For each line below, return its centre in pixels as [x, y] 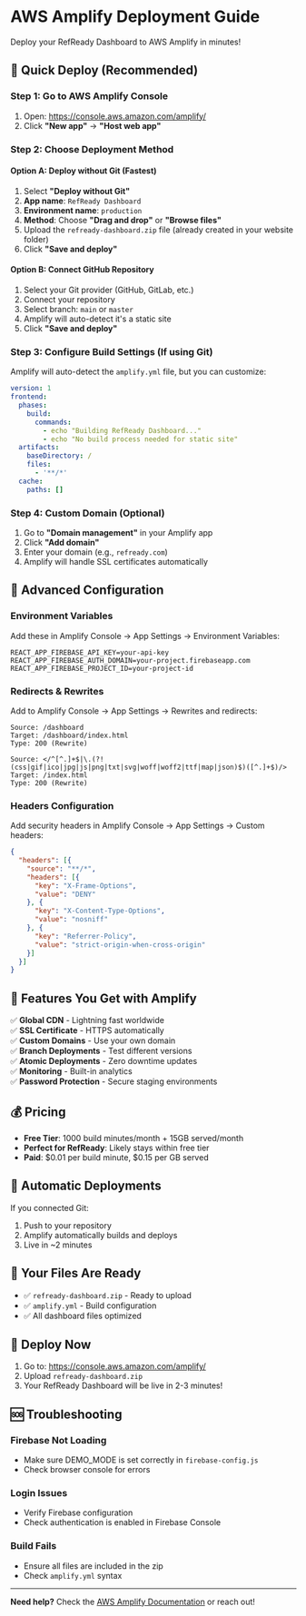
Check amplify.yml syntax [73, 1575]
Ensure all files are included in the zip [94, 1566]
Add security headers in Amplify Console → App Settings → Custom [138, 826]
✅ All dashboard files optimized [82, 1315]
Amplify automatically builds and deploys [100, 1235]
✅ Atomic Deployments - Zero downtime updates [104, 1061]
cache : [31, 481]
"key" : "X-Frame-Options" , [85, 886]
